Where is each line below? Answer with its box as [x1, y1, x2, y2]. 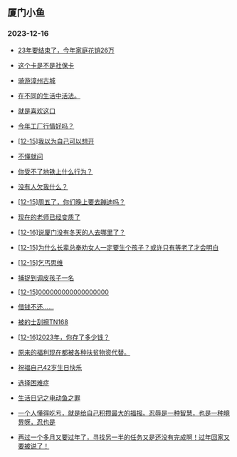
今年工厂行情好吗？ [17, 121, 75, 130]
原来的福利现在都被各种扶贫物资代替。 [17, 348, 130, 356]
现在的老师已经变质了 [17, 213, 80, 221]
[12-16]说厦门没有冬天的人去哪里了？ [17, 228, 126, 236]
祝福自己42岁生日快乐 [17, 363, 83, 371]
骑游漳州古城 [17, 76, 56, 84]
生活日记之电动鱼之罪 [17, 393, 80, 402]
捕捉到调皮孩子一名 [17, 273, 75, 282]
